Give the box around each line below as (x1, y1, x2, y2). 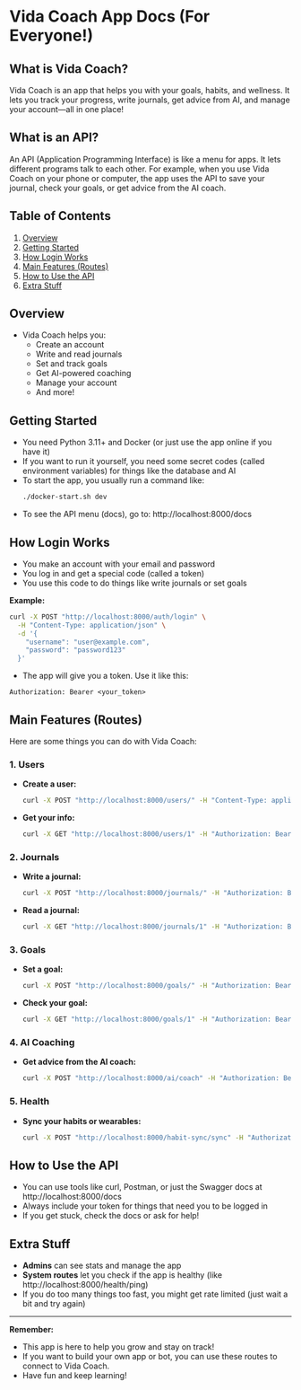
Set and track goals (35, 358, 107, 369)
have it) (21, 446, 51, 457)
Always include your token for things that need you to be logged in (21, 1201, 269, 1211)
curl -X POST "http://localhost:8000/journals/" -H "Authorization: (21, 889, 284, 898)
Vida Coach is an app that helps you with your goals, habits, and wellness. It (9, 85, 290, 95)
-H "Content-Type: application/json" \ (17, 620, 167, 629)
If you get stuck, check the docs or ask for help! (21, 1210, 200, 1221)
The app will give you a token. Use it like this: (21, 671, 189, 682)
